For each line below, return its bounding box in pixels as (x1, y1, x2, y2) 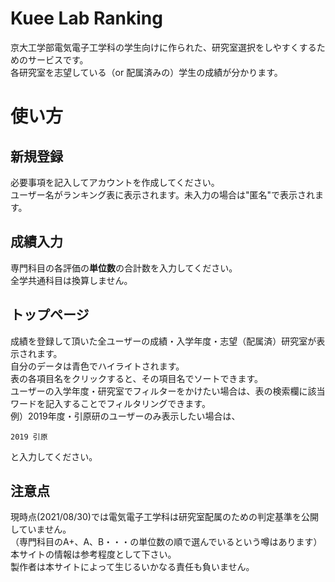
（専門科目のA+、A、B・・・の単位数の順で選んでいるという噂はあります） (10, 536, 323, 548)
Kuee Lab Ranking (10, 7, 163, 30)
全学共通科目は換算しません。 (10, 274, 133, 286)
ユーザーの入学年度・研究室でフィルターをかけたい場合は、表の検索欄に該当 (10, 385, 326, 397)
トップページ (10, 307, 90, 324)
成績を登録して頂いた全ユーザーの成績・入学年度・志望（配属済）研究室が (10, 335, 317, 347)
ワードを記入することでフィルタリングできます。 (10, 397, 211, 409)
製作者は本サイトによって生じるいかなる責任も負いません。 (10, 561, 255, 573)
